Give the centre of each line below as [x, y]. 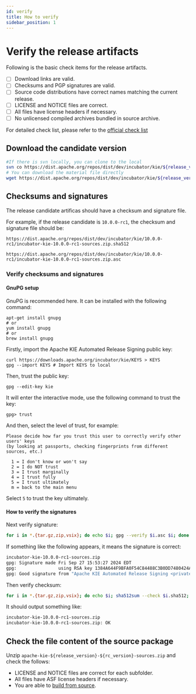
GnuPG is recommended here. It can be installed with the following [86, 301]
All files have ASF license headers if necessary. [71, 679]
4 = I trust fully [34, 477]
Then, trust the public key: [38, 376]
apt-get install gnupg [34, 318]
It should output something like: [44, 607]
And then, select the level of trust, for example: [62, 425]
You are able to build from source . [55, 685]
